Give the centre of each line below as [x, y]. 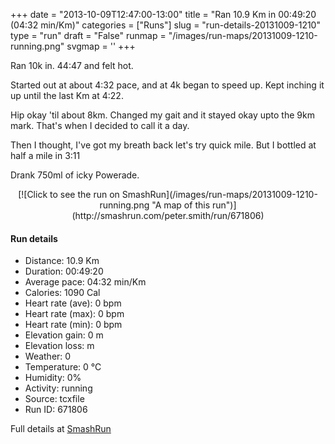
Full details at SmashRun [61, 429]
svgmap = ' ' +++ [101, 46]
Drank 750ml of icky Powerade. [75, 175]
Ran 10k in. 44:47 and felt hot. [72, 65]
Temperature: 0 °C [63, 367]
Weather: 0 [48, 356]
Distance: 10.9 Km [62, 261]
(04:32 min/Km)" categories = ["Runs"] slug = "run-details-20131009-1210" [165, 25]
